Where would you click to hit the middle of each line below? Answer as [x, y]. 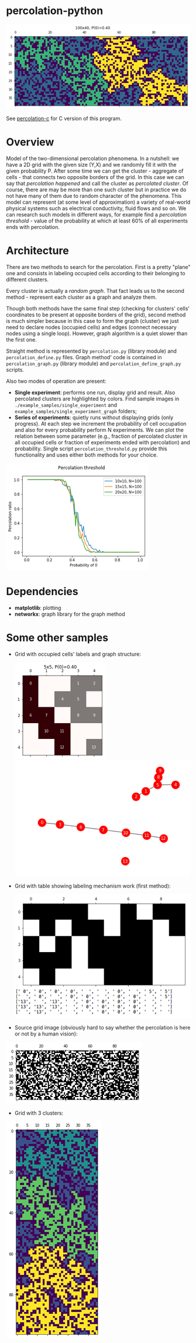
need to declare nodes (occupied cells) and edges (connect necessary [91, 327]
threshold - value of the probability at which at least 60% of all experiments [97, 221]
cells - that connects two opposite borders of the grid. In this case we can [95, 177]
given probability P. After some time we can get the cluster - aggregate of [95, 171]
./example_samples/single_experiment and [66, 405]
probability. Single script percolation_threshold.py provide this [91, 448]
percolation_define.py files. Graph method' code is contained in [84, 357]
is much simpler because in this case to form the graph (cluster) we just [92, 320]
